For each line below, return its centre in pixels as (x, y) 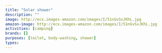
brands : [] (17, 33)
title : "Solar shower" (29, 10)
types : (12, 43)
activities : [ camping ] (29, 29)
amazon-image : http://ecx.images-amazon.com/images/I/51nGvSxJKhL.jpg (81, 24)
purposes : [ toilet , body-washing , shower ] (51, 38)
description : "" (22, 15)
